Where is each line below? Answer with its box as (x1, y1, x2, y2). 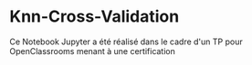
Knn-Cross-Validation (9, 6, 180, 27)
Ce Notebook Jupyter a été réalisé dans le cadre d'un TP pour (9, 36, 244, 47)
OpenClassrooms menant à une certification (9, 45, 176, 56)
